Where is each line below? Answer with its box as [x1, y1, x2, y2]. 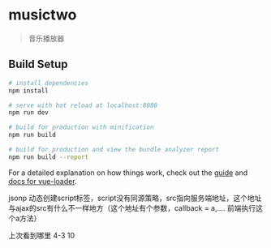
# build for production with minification [8, 123, 154, 131]
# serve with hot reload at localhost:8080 [8, 101, 158, 109]
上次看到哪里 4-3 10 [8, 230, 75, 240]
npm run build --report [8, 152, 89, 161]
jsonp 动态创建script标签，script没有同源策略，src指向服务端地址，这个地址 [8, 193, 262, 203]
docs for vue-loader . [8, 176, 77, 186]
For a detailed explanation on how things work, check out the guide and [8, 168, 248, 177]
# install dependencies [8, 79, 89, 87]
